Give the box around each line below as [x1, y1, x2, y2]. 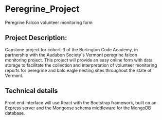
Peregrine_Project [5, 3, 80, 15]
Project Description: [5, 34, 67, 42]
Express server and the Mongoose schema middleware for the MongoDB [5, 105, 151, 111]
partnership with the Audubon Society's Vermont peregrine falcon [5, 52, 138, 58]
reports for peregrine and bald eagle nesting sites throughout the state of [5, 67, 152, 73]
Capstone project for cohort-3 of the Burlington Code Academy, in [5, 46, 138, 52]
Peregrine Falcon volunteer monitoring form [5, 20, 93, 25]
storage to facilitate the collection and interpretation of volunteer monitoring [5, 62, 157, 68]
